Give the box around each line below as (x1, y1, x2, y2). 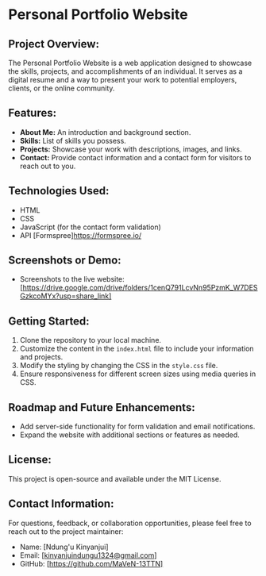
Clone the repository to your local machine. (19, 336, 161, 345)
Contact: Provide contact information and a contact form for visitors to (19, 152, 252, 162)
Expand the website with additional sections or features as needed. (19, 430, 240, 440)
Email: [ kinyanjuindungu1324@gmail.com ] (19, 550, 157, 560)
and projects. (19, 352, 64, 362)
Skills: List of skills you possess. (19, 136, 127, 145)
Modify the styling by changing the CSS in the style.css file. (19, 361, 218, 371)
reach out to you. (19, 161, 76, 171)
